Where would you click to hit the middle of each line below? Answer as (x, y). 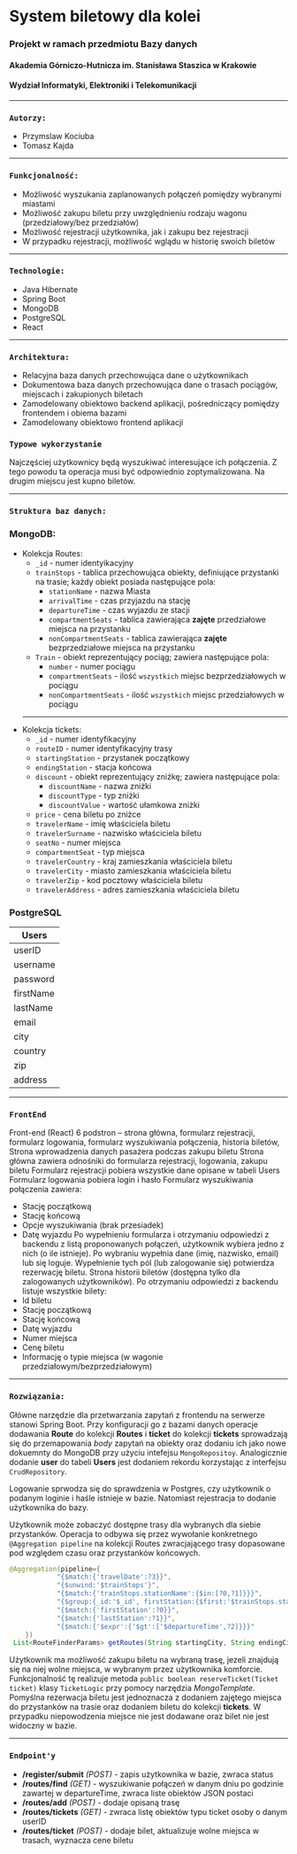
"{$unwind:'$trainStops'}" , (108, 1586)
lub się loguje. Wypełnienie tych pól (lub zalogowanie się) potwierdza (148, 1263)
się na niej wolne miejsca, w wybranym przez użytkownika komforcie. (136, 1669)
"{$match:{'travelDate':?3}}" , (114, 1577)
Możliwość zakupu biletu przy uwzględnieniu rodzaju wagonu (134, 213)
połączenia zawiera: (46, 1190)
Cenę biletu (43, 1347)
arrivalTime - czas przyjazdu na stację (119, 601)
